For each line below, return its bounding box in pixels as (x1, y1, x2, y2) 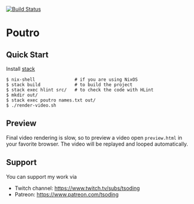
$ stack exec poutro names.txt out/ (6, 97, 96, 103)
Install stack (6, 65, 35, 72)
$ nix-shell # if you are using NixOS (6, 77, 138, 83)
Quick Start (6, 50, 49, 60)
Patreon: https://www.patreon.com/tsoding (14, 190, 119, 198)
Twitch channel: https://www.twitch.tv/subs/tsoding (14, 185, 140, 192)
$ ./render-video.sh (6, 103, 57, 108)
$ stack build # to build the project (6, 82, 133, 88)
